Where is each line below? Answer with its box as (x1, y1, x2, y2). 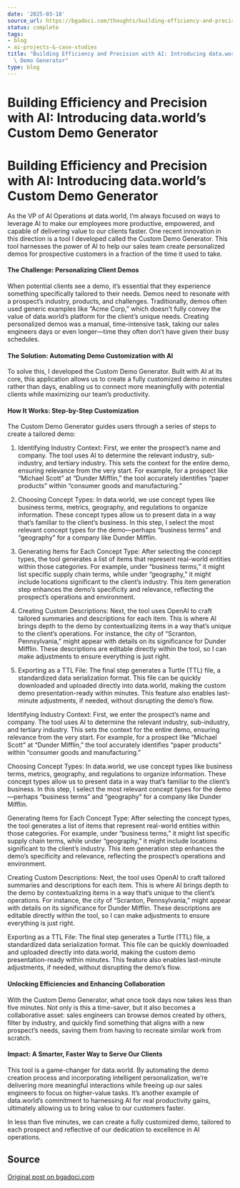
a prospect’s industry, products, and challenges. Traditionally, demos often (7, 297, 227, 305)
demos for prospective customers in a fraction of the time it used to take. (7, 249, 223, 258)
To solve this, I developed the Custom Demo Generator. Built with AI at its (7, 367, 223, 376)
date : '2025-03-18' (7, 10, 66, 18)
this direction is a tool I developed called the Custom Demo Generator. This (7, 234, 229, 243)
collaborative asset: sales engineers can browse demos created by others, (7, 1011, 227, 1019)
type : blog (7, 64, 40, 71)
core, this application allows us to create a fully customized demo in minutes (7, 375, 232, 383)
